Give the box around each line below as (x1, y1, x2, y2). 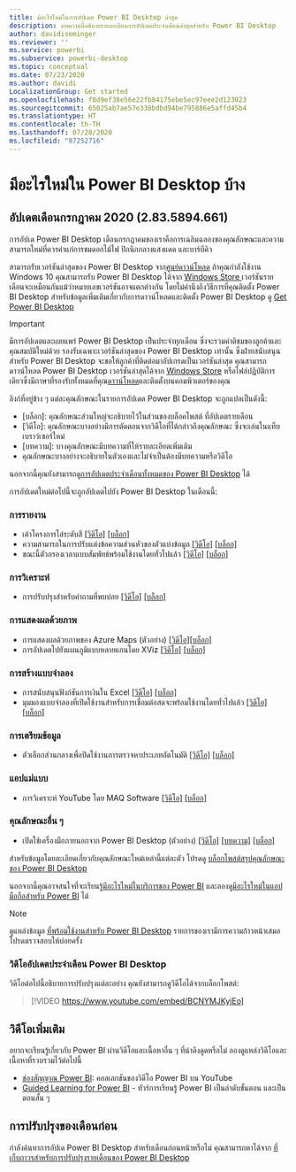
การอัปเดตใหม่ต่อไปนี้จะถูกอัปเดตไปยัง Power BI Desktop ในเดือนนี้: (9, 486, 218, 497)
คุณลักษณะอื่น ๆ (9, 815, 64, 828)
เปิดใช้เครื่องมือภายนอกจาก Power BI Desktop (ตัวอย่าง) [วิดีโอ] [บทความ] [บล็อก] (21, 835, 276, 845)
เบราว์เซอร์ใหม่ (21, 430, 65, 441)
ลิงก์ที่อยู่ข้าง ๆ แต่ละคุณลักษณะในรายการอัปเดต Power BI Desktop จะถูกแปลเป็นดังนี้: (9, 393, 268, 404)
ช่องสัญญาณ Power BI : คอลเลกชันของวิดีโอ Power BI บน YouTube (21, 1072, 233, 1083)
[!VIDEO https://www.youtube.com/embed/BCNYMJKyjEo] (30, 996, 245, 1006)
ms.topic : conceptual (9, 63, 89, 72)
